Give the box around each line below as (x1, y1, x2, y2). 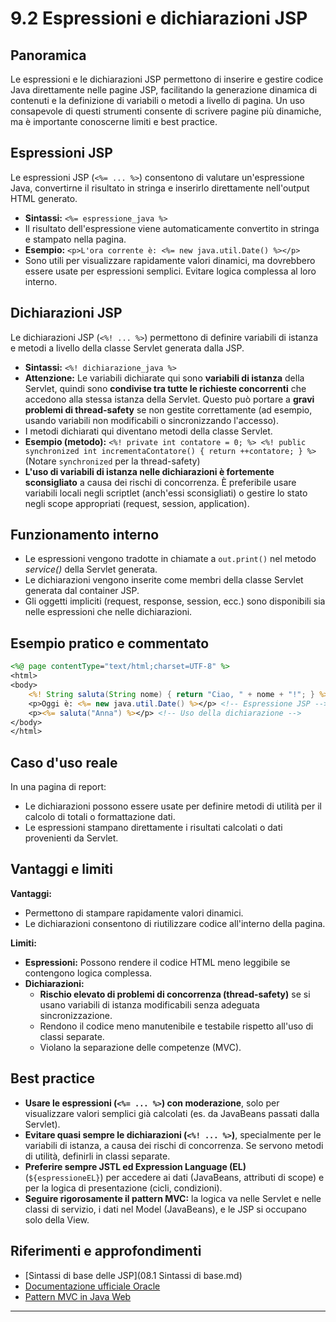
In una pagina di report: (10, 781, 107, 793)
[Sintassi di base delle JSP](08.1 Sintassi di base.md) (24, 1269, 243, 1281)
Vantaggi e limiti (10, 861, 113, 878)
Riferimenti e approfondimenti (10, 1243, 202, 1260)
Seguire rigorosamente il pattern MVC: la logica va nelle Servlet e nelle (24, 1192, 322, 1204)
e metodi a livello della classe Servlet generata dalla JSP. (10, 342, 245, 354)
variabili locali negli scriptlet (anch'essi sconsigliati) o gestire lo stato (24, 487, 308, 499)
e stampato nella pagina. (24, 233, 127, 245)
